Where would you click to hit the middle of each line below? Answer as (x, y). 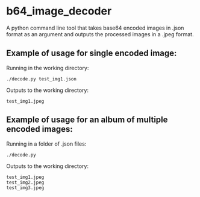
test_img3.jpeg (25, 188)
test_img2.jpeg (25, 182)
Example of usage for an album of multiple (87, 120)
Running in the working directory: (48, 68)
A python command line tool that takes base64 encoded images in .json (95, 28)
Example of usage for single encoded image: (92, 53)
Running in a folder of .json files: (46, 144)
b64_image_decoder (59, 11)
